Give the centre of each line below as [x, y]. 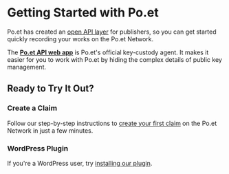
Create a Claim [32, 108]
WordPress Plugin [38, 148]
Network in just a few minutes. [50, 130]
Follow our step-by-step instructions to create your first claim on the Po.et [112, 123]
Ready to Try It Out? [51, 88]
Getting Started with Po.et [83, 13]
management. [27, 67]
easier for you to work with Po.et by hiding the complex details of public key [115, 59]
